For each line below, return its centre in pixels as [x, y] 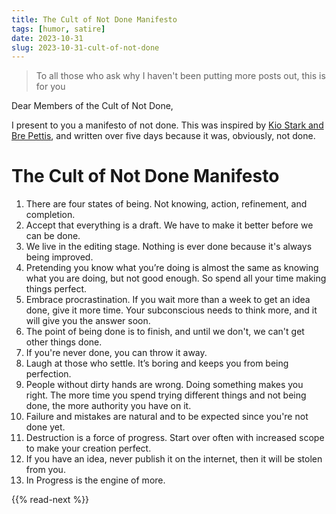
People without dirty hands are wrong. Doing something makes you [164, 385]
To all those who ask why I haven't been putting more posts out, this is [180, 76]
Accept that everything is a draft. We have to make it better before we [169, 225]
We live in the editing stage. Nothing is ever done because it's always [169, 247]
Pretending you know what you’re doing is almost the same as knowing [172, 268]
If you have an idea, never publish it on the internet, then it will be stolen [174, 459]
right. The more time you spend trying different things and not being [166, 395]
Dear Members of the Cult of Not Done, [92, 106]
